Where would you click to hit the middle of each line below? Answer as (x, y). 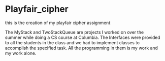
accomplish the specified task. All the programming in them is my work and (82, 48)
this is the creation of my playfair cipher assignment (58, 23)
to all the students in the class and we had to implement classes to (72, 42)
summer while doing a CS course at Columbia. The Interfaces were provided (83, 37)
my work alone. (21, 53)
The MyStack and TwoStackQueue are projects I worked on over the (75, 32)
